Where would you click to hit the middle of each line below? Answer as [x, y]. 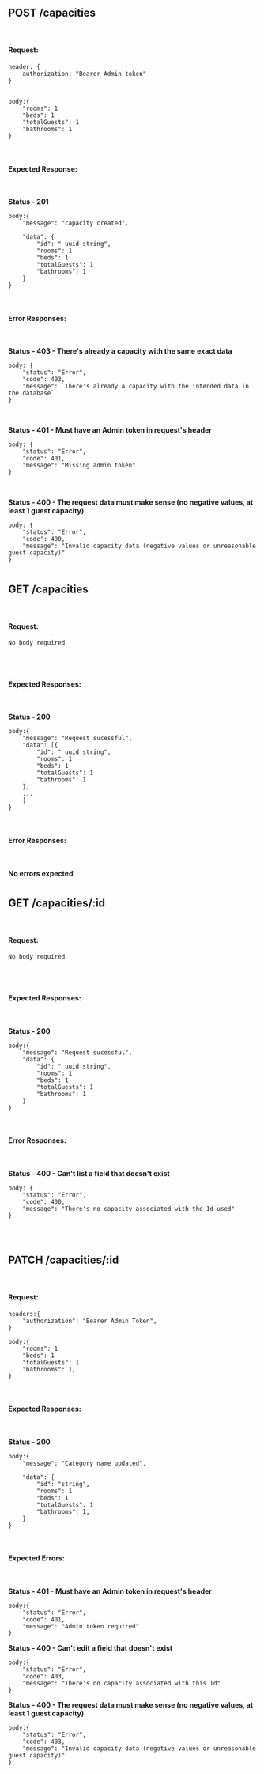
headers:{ [25, 1314]
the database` [32, 393]
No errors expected [41, 873]
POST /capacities [52, 13]
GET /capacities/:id [57, 903]
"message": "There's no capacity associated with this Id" [122, 1684]
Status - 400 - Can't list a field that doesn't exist [89, 1173]
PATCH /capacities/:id [64, 1260]
